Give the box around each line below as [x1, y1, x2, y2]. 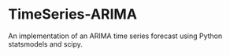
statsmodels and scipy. [8, 39, 83, 48]
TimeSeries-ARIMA [8, 5, 138, 23]
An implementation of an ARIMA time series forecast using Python [8, 31, 223, 40]
